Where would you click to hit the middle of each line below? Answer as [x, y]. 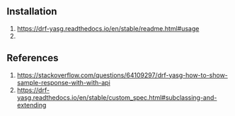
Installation [32, 12]
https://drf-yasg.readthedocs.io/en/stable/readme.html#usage [108, 28]
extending [31, 105]
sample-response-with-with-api [63, 82]
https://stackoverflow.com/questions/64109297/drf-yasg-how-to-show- [122, 75]
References [33, 58]
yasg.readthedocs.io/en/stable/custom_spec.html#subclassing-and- [117, 97]
